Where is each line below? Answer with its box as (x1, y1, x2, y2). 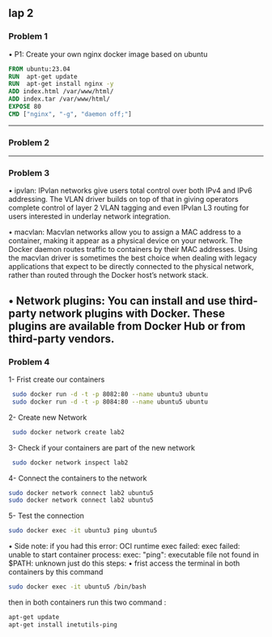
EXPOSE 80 (8, 103, 42, 111)
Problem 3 (8, 168, 50, 179)
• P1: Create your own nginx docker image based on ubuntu (8, 49, 208, 59)
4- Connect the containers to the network (8, 473, 147, 483)
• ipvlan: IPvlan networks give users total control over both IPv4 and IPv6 (8, 186, 253, 195)
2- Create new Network (8, 413, 87, 422)
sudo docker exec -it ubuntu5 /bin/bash (8, 583, 147, 591)
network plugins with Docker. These (39, 306, 225, 320)
